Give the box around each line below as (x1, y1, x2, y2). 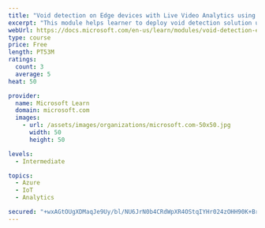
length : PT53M (8, 48, 55, 56)
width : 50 (28, 129, 62, 136)
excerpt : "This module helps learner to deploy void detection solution (8, 19, 252, 27)
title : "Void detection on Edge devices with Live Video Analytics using (8, 11, 256, 20)
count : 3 (15, 63, 44, 71)
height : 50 (28, 136, 65, 144)
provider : (8, 92, 41, 99)
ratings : (8, 56, 37, 64)
